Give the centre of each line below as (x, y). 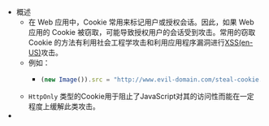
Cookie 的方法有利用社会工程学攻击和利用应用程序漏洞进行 (126, 42)
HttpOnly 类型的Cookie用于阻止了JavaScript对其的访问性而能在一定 (141, 96)
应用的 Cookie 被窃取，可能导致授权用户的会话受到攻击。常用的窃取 (142, 32)
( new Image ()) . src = (75, 80)
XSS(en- (239, 42)
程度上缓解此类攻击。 (64, 106)
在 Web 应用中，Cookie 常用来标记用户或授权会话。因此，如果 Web (141, 22)
